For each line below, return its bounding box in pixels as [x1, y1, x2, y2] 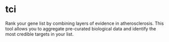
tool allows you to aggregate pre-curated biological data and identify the [5, 25, 156, 31]
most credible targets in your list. [5, 31, 74, 37]
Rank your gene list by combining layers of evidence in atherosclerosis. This [5, 20, 164, 26]
